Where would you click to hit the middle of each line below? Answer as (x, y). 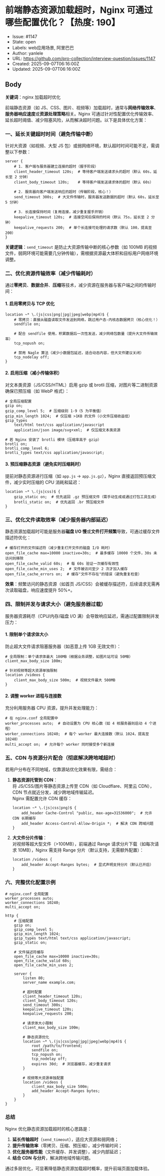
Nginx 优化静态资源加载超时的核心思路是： (49, 1129)
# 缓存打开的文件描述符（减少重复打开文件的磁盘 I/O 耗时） (59, 548)
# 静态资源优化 (36, 1037)
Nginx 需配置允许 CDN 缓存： (42, 799)
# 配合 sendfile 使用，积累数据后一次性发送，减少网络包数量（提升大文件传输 (84, 334)
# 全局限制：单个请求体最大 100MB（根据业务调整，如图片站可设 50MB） (69, 656)
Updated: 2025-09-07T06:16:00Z (46, 69)
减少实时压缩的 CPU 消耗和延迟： (48, 482)
